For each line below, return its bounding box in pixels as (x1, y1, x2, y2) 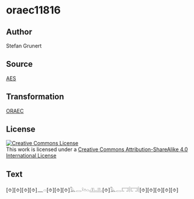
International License (6, 152, 57, 159)
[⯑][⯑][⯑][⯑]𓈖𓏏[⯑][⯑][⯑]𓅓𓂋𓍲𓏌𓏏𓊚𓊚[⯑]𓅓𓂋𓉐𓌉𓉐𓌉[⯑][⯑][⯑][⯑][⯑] (6, 187, 179, 194)
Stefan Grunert (6, 42, 42, 49)
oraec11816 (6, 4, 61, 17)
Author (6, 27, 32, 37)
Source (6, 59, 33, 69)
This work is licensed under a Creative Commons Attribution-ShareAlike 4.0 (6, 146, 188, 153)
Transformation (6, 92, 64, 102)
